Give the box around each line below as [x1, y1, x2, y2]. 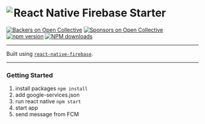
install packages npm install [15, 85, 88, 92]
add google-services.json [15, 91, 81, 98]
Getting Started [6, 71, 53, 79]
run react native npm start [15, 98, 81, 105]
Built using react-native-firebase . [6, 50, 93, 57]
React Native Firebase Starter [13, 6, 167, 20]
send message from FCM [15, 111, 79, 118]
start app [15, 104, 38, 112]
